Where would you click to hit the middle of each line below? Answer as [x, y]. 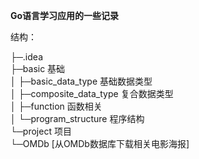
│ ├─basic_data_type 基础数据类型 [81, 81]
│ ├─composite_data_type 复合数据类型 [92, 93]
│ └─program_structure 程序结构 [77, 118]
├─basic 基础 [38, 68]
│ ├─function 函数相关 [56, 106]
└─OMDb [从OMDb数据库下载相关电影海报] [100, 143]
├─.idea [26, 57]
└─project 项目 [41, 131]
